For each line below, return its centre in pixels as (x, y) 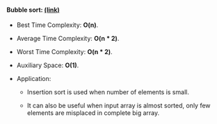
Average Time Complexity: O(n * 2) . (68, 39)
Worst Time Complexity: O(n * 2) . (64, 52)
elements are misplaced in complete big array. (93, 113)
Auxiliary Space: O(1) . (48, 65)
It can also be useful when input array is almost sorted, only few (119, 106)
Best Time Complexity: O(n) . (57, 25)
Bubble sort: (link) (33, 10)
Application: (34, 79)
